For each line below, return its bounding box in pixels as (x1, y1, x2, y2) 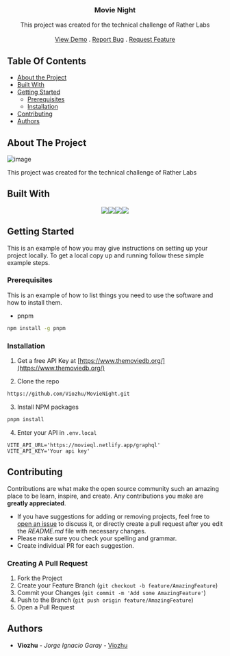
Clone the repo (16, 377, 60, 386)
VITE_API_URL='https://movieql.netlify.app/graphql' (7, 442, 161, 449)
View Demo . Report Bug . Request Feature (54, 36, 176, 44)
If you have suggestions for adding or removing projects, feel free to (16, 512, 210, 520)
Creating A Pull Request (7, 558, 88, 568)
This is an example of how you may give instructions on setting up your (7, 244, 208, 252)
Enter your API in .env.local (16, 428, 97, 436)
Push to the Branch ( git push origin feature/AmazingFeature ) (16, 596, 194, 604)
